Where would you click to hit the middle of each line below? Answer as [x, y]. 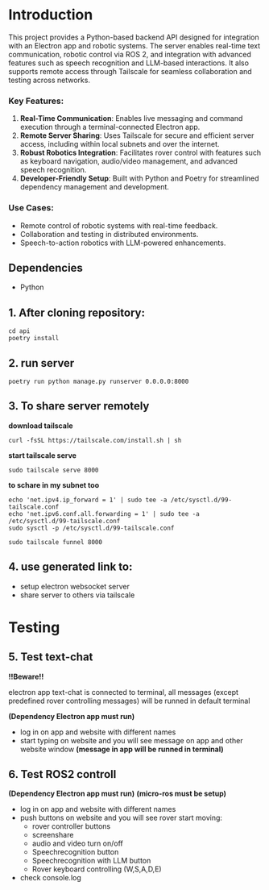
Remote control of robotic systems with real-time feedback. [119, 225]
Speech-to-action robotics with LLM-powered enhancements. [123, 243]
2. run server [41, 363]
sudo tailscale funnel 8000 [56, 542]
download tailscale [41, 426]
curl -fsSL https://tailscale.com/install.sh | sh [95, 440]
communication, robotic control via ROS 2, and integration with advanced [130, 54]
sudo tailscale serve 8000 [54, 470]
